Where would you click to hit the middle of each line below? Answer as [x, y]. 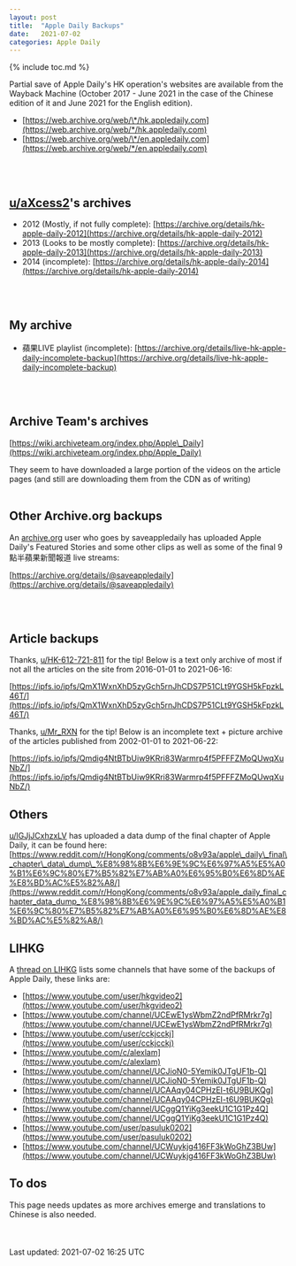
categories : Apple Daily [55, 42]
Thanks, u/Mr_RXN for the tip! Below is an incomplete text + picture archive [146, 732]
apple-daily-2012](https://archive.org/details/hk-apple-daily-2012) [142, 234]
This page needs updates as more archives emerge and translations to [138, 1205]
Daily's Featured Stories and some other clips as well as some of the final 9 [146, 547]
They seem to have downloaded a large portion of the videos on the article [145, 469]
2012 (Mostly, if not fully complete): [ [89, 224]
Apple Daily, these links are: [60, 978]
